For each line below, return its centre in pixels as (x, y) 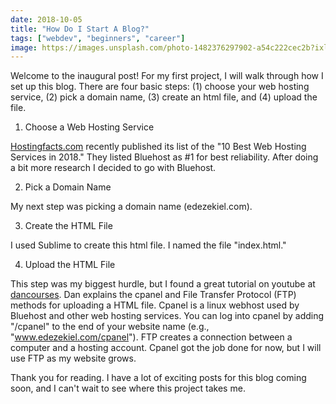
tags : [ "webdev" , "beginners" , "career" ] (98, 38)
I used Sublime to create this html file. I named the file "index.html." (148, 245)
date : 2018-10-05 (46, 19)
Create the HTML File (68, 226)
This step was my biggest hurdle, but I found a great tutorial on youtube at (163, 284)
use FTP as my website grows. (73, 358)
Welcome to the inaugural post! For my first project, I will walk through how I (167, 76)
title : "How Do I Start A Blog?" (80, 29)
